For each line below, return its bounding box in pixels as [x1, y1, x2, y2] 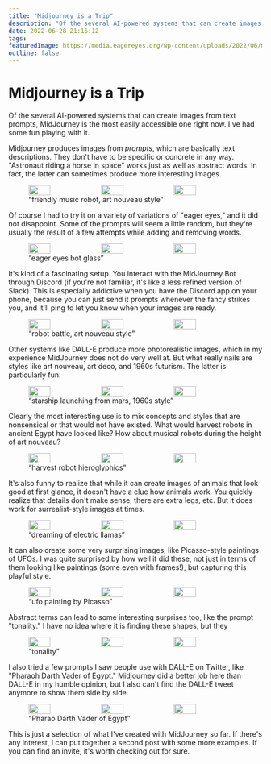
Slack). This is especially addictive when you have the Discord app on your [8, 285, 257, 295]
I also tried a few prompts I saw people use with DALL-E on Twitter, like [8, 662, 244, 671]
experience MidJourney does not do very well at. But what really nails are [8, 352, 252, 363]
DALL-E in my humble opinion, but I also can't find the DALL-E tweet [8, 679, 234, 689]
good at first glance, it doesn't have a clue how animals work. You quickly [8, 487, 253, 496]
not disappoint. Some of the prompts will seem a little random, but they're [8, 218, 252, 228]
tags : [8, 34, 27, 43]
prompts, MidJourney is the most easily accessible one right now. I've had [8, 118, 256, 129]
